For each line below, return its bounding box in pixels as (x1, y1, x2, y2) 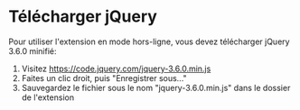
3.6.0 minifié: (8, 45, 57, 56)
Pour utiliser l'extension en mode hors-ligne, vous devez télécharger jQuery (8, 36, 290, 47)
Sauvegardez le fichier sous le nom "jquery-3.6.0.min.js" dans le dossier (21, 82, 291, 93)
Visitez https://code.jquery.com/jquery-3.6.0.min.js (21, 63, 211, 74)
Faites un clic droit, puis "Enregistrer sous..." (21, 72, 187, 83)
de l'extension (21, 92, 74, 103)
